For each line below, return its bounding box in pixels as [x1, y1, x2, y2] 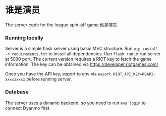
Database [5, 88, 29, 95]
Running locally [5, 34, 44, 41]
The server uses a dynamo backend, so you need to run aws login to [5, 100, 146, 106]
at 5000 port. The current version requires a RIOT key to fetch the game [5, 56, 152, 62]
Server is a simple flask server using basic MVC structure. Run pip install [5, 45, 159, 52]
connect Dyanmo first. [5, 105, 51, 111]
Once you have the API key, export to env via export [5, 71, 111, 77]
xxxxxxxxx [5, 77, 26, 82]
